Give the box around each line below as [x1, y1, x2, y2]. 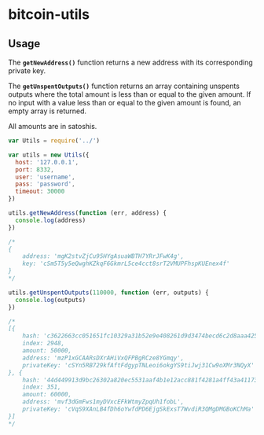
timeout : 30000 [15, 187, 65, 196]
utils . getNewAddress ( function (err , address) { [8, 209, 167, 217]
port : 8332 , [15, 165, 55, 174]
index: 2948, [22, 340, 65, 348]
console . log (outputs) [15, 296, 86, 304]
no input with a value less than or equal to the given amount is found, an [8, 98, 241, 107]
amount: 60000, [22, 391, 72, 399]
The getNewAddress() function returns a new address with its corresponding [8, 57, 253, 67]
